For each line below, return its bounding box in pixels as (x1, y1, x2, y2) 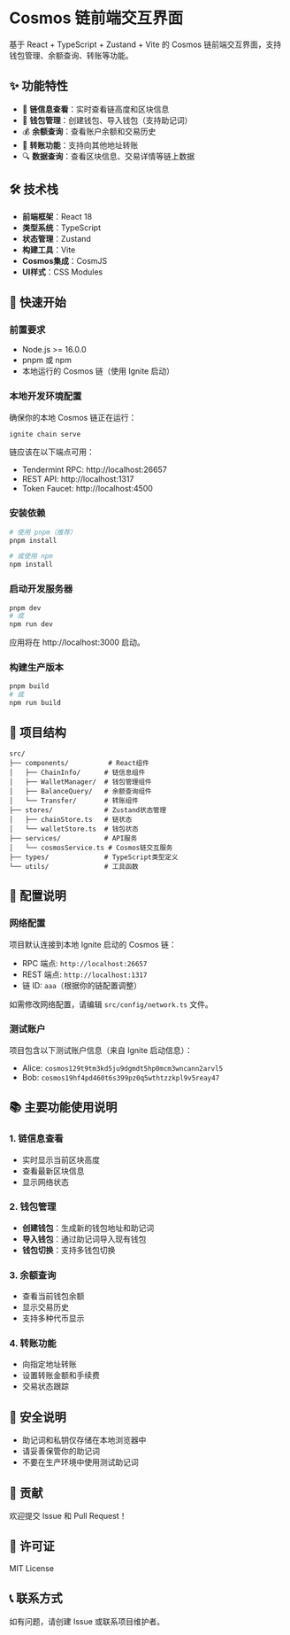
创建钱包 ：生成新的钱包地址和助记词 (21, 1222, 155, 1233)
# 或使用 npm (9, 552, 53, 561)
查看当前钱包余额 (21, 1290, 85, 1302)
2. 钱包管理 (9, 1201, 57, 1213)
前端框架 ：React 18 (21, 211, 93, 221)
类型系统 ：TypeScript (21, 222, 102, 233)
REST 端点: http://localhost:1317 (21, 969, 148, 980)
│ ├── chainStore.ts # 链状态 (9, 815, 133, 824)
